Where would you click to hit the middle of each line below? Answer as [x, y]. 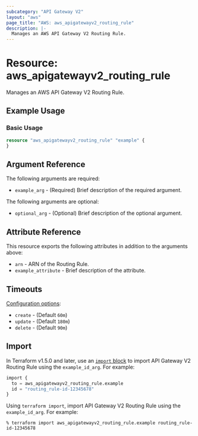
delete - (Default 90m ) [41, 327]
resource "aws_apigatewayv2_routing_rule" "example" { [76, 140]
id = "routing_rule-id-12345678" [53, 389]
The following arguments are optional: [53, 202]
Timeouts [24, 289]
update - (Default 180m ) [42, 321]
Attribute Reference [44, 232]
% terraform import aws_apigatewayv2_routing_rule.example [81, 423]
